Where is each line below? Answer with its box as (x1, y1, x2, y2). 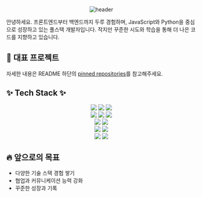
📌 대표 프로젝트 (6, 53, 59, 63)
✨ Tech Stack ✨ (6, 88, 66, 98)
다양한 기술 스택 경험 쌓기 (14, 169, 75, 177)
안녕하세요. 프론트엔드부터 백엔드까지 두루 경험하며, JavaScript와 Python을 (6, 18, 184, 25)
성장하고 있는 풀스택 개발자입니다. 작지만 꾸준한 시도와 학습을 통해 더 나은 (17, 26, 190, 33)
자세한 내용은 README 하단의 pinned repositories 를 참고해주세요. (6, 69, 163, 77)
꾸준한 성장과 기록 (14, 184, 57, 192)
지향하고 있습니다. (17, 33, 60, 40)
